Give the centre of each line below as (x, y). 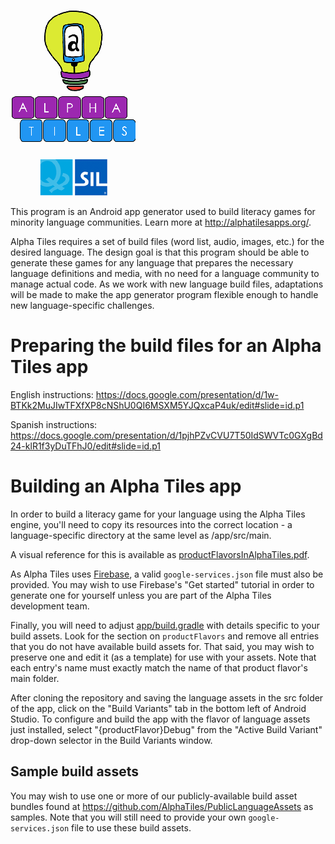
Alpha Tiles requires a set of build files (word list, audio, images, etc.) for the (167, 241)
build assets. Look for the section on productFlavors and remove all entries (165, 636)
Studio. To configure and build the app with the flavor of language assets (160, 719)
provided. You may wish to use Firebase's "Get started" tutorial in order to (162, 584)
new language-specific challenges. (82, 305)
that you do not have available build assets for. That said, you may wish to (162, 646)
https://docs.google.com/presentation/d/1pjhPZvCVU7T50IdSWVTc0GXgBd (166, 435)
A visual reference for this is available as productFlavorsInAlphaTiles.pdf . (160, 554)
